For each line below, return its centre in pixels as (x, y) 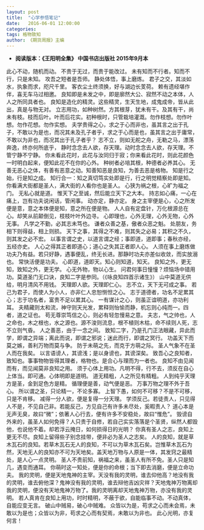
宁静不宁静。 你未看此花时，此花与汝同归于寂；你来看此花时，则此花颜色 (103, 155)
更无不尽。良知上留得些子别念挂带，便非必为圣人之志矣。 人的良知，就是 (97, 437)
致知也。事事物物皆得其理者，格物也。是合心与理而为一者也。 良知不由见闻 (100, 361)
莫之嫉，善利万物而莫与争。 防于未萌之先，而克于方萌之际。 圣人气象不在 (98, 345)
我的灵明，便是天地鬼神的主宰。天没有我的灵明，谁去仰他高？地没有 (103, 475)
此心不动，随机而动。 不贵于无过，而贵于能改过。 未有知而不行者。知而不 (98, 71)
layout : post (23, 12)
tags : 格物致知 (24, 35)
